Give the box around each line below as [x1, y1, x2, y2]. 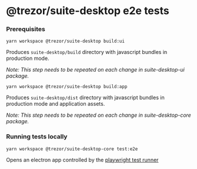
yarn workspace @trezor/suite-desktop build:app [6, 84, 128, 90]
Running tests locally [6, 133, 68, 141]
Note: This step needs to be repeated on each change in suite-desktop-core [6, 111, 191, 119]
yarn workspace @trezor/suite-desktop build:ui [6, 38, 125, 45]
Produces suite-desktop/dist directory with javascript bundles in [6, 94, 165, 101]
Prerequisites [6, 25, 45, 33]
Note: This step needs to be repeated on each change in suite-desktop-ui [6, 66, 185, 73]
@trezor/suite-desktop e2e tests [6, 4, 169, 18]
